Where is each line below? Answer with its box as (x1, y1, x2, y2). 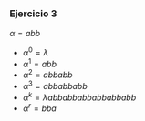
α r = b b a (22, 101, 57, 114)
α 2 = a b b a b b (22, 67, 73, 80)
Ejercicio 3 (9, 7, 57, 20)
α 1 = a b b (22, 56, 57, 69)
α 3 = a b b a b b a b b (22, 79, 88, 91)
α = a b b (9, 28, 41, 39)
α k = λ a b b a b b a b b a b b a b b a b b (22, 90, 137, 103)
